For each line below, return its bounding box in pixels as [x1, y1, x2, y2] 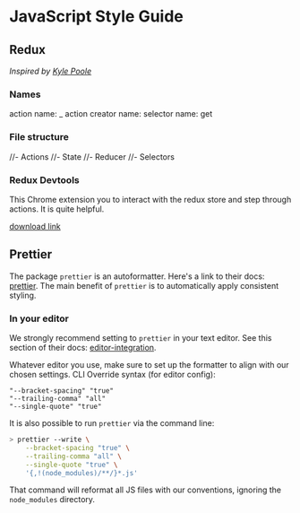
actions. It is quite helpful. [9, 204, 105, 214]
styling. [9, 290, 37, 300]
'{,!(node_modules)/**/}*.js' [25, 468, 139, 477]
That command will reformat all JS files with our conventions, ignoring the [9, 484, 282, 495]
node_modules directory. [9, 494, 96, 505]
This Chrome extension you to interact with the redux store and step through [9, 194, 292, 204]
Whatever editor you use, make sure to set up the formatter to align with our [9, 360, 289, 370]
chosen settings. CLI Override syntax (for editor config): [9, 370, 217, 379]
